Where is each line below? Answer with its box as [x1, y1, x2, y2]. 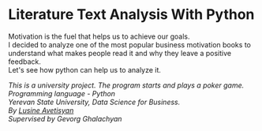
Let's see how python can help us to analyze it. [8, 65, 162, 74]
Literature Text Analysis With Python [8, 6, 255, 24]
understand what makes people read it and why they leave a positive [8, 48, 231, 58]
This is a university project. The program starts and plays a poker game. [8, 80, 245, 90]
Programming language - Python [8, 88, 116, 98]
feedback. [8, 57, 41, 66]
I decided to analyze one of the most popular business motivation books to [8, 39, 251, 49]
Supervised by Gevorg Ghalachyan [8, 114, 122, 123]
